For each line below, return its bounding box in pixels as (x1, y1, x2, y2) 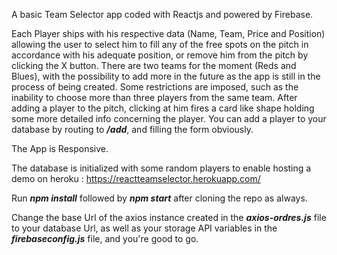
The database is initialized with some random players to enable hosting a (11, 162, 312, 174)
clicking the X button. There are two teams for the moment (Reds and (11, 60, 297, 71)
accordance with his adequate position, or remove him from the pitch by (11, 49, 309, 61)
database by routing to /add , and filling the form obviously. (11, 124, 254, 135)
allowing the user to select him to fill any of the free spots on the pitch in (11, 39, 309, 50)
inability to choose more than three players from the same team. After (11, 92, 298, 103)
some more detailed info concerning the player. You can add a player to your (11, 113, 327, 124)
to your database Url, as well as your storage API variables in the (11, 222, 278, 234)
